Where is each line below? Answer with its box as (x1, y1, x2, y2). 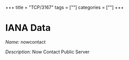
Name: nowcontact (5, 39, 46, 45)
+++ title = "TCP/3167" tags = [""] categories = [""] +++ (5, 5, 124, 10)
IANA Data (5, 22, 51, 34)
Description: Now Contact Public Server (5, 48, 90, 55)
